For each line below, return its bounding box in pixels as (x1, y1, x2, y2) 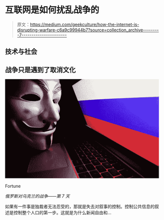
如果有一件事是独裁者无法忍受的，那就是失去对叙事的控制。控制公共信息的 (5, 203, 155, 209)
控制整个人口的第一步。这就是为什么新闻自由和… (13, 209, 112, 215)
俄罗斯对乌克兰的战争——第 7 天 (5, 193, 70, 199)
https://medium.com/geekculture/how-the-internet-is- (30, 21, 140, 27)
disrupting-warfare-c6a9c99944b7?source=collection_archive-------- (17, 27, 159, 33)
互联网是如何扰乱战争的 (5, 4, 100, 16)
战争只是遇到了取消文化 (5, 65, 76, 74)
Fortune (5, 183, 21, 189)
